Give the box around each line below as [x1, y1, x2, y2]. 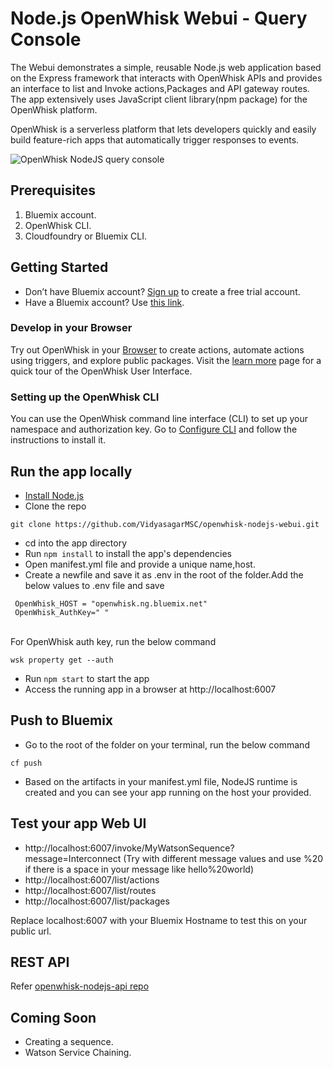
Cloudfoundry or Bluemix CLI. [24, 230, 148, 242]
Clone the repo [24, 500, 87, 512]
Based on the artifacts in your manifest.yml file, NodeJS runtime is [24, 775, 298, 787]
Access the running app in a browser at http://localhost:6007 [24, 683, 277, 695]
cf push [10, 758, 43, 768]
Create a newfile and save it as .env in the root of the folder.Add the [24, 568, 304, 581]
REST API [10, 953, 70, 971]
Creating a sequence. [24, 1036, 114, 1048]
